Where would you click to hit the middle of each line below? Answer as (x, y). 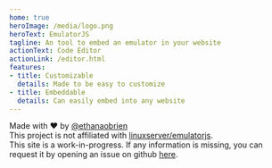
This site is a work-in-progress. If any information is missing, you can (136, 145)
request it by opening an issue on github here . (94, 155)
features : (28, 68)
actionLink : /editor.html (57, 59)
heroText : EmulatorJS (49, 34)
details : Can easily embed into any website (101, 101)
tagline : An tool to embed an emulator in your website (115, 42)
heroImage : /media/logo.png (62, 26)
